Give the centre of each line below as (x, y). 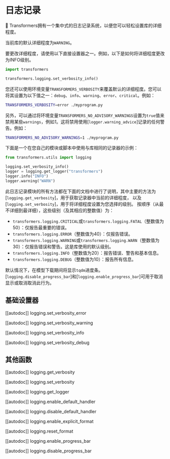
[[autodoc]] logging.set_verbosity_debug (47, 342)
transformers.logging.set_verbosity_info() (52, 79)
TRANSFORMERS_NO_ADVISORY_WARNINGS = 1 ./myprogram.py (62, 138)
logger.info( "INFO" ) (27, 176)
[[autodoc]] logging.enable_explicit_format (49, 421)
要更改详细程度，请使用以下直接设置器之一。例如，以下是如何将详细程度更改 (85, 53)
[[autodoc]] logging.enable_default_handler (50, 402)
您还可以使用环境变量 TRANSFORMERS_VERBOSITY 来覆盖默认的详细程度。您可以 (83, 89)
